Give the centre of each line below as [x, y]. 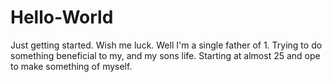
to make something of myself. [71, 66]
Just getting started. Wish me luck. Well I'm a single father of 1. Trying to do [166, 45]
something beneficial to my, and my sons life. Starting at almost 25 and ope [165, 55]
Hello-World [62, 17]
